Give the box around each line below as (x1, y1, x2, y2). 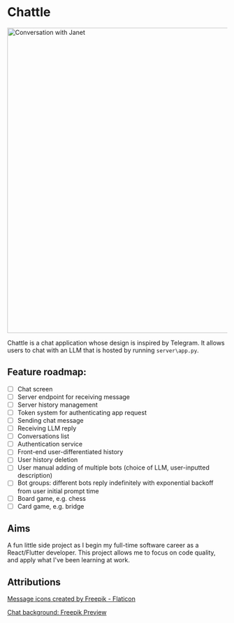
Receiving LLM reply (17, 424, 77, 433)
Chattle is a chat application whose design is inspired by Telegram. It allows (7, 338, 225, 347)
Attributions (7, 576, 61, 588)
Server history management (17, 400, 98, 409)
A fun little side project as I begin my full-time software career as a (7, 541, 199, 550)
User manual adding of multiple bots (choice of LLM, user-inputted (17, 463, 210, 472)
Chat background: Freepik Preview (7, 608, 107, 617)
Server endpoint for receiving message (17, 392, 131, 401)
